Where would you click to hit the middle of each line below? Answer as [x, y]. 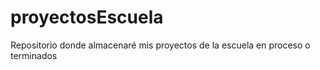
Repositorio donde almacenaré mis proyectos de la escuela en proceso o [160, 45]
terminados [34, 55]
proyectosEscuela [87, 17]
